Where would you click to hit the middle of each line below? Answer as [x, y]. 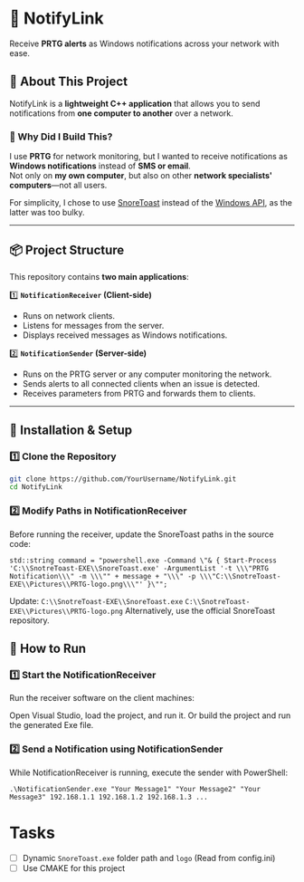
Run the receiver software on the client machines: [102, 698]
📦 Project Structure [67, 250]
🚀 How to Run [48, 648]
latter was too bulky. [47, 213]
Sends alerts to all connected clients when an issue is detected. [141, 383]
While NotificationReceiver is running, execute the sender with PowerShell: [148, 772]
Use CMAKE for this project [74, 868]
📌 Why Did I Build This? [61, 137]
